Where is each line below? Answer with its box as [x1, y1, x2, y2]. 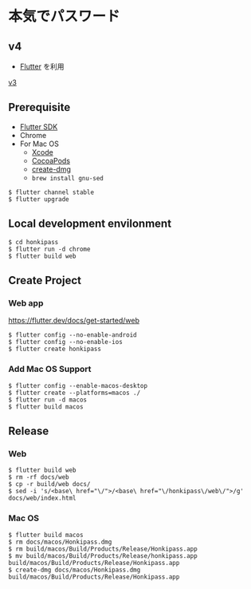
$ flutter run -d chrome [8, 245, 91, 253]
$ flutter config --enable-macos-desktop [8, 381, 148, 389]
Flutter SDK [19, 121, 58, 132]
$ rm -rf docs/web [8, 473, 69, 481]
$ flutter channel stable [8, 188, 94, 196]
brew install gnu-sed [31, 174, 104, 182]
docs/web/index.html [8, 494, 77, 503]
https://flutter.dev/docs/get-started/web [8, 316, 140, 326]
